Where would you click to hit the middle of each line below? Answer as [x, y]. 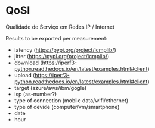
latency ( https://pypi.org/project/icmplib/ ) [65, 50]
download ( [28, 63]
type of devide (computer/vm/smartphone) [67, 107]
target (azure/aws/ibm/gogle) [50, 88]
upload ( [24, 75]
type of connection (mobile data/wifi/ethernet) [71, 100]
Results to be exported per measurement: [57, 38]
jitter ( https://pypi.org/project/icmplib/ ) [62, 56]
